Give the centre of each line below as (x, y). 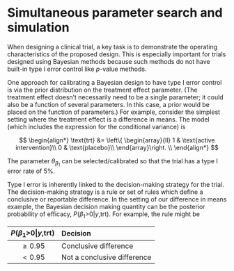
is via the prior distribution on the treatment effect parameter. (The (102, 90)
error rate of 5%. (31, 171)
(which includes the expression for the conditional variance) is (96, 126)
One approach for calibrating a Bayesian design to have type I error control (115, 82)
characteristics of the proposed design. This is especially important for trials (117, 54)
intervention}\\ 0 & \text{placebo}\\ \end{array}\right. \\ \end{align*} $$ (117, 147)
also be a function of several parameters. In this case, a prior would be (109, 104)
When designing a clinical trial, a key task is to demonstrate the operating (112, 47)
